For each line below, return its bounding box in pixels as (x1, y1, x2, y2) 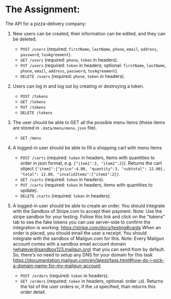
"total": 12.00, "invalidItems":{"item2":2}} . (20, 171, 120, 177)
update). (20, 187, 38, 193)
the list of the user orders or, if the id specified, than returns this (20, 283, 156, 289)
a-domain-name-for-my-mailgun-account (12, 263, 101, 269)
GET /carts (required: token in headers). (20, 176, 105, 183)
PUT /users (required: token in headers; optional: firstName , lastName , (20, 62, 166, 68)
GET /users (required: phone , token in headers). (20, 56, 118, 63)
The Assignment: (5, 4, 80, 15)
